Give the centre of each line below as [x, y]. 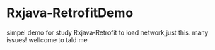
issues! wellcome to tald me [47, 39]
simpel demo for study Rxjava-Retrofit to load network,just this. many [107, 32]
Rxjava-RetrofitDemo [70, 13]
